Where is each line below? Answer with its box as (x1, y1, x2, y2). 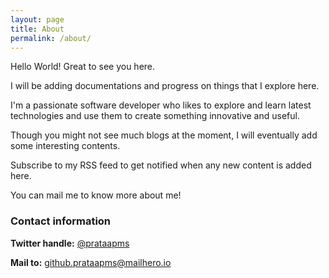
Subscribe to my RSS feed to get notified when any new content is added (10, 159, 312, 171)
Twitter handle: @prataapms (10, 237, 130, 249)
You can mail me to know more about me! (10, 189, 182, 201)
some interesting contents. (10, 140, 121, 152)
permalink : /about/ (10, 33, 92, 43)
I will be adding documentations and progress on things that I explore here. (10, 80, 320, 92)
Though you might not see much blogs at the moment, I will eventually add (10, 129, 318, 141)
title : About (10, 24, 65, 34)
